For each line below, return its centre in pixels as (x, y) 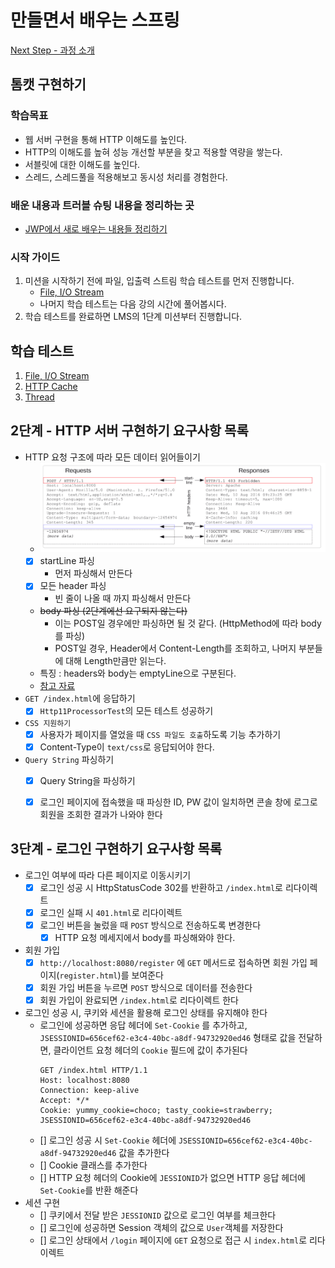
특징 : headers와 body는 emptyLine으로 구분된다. (138, 673)
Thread (39, 397)
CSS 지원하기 (48, 723)
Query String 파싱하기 (69, 759)
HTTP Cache (51, 387)
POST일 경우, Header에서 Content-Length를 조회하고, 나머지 (175, 648)
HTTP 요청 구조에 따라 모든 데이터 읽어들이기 (112, 457)
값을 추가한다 (144, 1153)
